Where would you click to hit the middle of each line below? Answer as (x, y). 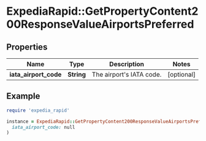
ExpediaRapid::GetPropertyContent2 (102, 11)
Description (127, 64)
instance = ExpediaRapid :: (41, 121)
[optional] (182, 74)
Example (23, 96)
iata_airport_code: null (44, 127)
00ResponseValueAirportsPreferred (100, 24)
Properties (27, 47)
